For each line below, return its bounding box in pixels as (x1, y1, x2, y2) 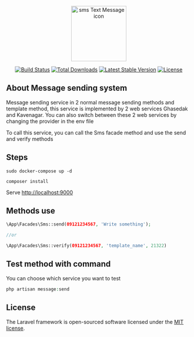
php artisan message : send (6, 286, 69, 292)
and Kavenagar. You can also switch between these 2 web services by (6, 111, 177, 118)
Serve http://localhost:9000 (6, 189, 73, 196)
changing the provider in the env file (6, 117, 94, 125)
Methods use (6, 206, 56, 216)
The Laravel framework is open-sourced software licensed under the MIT (6, 318, 184, 325)
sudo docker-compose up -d (6, 168, 72, 174)
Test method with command (6, 259, 111, 269)
